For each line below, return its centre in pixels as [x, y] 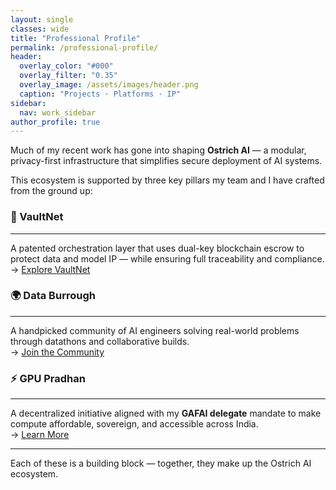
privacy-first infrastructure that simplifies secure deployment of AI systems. [166, 161]
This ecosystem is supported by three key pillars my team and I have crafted [167, 180]
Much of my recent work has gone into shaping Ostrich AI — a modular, [158, 150]
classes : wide [40, 29]
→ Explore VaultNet [50, 269]
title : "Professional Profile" [75, 38]
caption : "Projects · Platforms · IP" [100, 94]
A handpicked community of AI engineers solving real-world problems [155, 330]
